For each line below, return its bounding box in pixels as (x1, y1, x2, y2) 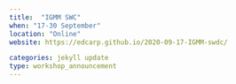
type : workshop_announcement (9, 62, 117, 71)
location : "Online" (9, 29, 82, 38)
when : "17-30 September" (9, 21, 101, 30)
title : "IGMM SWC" (9, 12, 82, 22)
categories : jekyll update (9, 54, 109, 63)
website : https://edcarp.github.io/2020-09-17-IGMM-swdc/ (9, 37, 228, 47)
